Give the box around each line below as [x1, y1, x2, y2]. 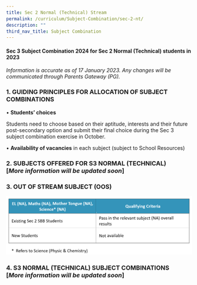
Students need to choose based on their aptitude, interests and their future [6, 120, 188, 127]
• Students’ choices [6, 108, 56, 116]
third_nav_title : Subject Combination [6, 28, 101, 34]
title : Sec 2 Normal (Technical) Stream [6, 9, 107, 15]
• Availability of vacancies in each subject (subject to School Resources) [6, 144, 185, 151]
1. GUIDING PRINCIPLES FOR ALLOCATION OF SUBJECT [6, 88, 168, 96]
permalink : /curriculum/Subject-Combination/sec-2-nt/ [6, 15, 144, 22]
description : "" [6, 22, 46, 28]
